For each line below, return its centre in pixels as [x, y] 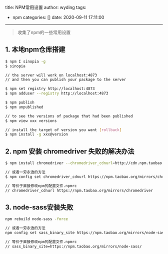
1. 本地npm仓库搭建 [35, 50]
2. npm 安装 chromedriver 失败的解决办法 [70, 151]
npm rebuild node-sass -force [37, 219]
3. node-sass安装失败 [39, 207]
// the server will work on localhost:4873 [51, 75]
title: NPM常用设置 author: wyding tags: [46, 7]
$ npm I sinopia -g [25, 61]
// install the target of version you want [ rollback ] [63, 130]
